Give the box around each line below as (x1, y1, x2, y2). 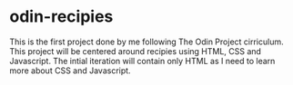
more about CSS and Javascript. (9, 65, 131, 76)
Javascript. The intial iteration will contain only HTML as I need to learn (9, 55, 276, 66)
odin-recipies (9, 6, 114, 27)
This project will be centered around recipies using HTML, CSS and (9, 45, 262, 56)
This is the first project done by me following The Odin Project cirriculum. (9, 36, 284, 47)
